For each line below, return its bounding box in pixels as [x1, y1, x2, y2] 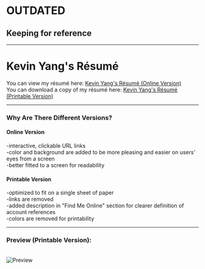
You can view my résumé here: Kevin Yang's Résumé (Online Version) [6, 79, 182, 87]
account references [6, 209, 56, 216]
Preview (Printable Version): [6, 236, 92, 245]
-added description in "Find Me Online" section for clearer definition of [6, 202, 184, 209]
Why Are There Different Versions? [6, 113, 113, 122]
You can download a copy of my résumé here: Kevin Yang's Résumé [6, 86, 178, 93]
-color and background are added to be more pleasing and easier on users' [6, 149, 196, 156]
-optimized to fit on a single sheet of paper [6, 189, 114, 196]
